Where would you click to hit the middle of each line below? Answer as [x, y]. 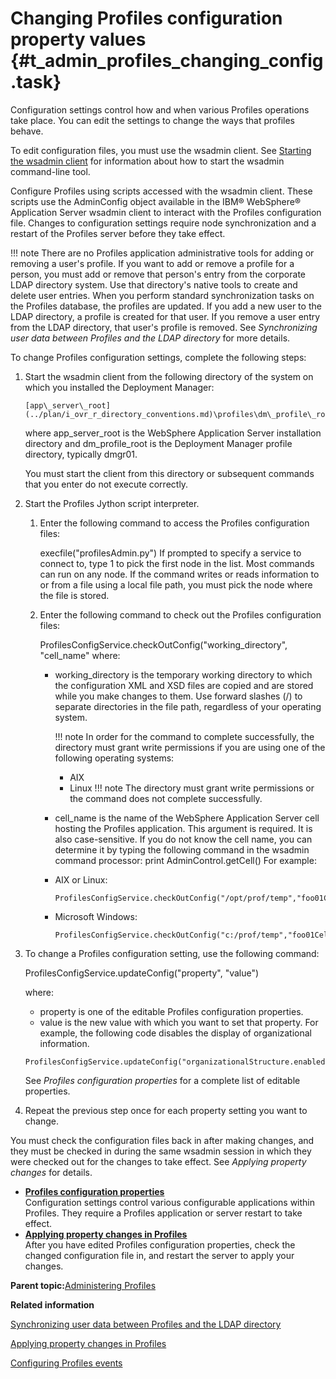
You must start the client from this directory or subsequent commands [169, 473]
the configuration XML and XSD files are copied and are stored [184, 685]
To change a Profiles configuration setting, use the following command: [172, 953]
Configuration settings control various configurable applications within [169, 1202]
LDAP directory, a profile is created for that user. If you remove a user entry [165, 316]
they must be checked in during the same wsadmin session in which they [161, 1151]
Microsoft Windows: [96, 916]
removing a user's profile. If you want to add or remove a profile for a [152, 263]
